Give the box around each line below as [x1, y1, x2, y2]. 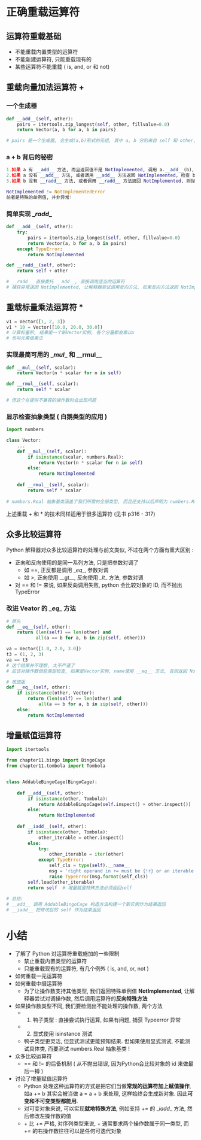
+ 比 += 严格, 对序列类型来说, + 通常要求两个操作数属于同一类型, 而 [23, 1120, 190, 1127]
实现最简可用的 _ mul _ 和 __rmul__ [6, 351, 102, 359]
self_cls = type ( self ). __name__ [48, 863, 130, 869]
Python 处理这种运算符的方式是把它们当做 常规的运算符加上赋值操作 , [23, 1083, 191, 1090]
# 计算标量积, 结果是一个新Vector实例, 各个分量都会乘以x [6, 330, 135, 336]
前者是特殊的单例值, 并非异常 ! [6, 194, 73, 201]
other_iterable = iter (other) [48, 851, 124, 857]
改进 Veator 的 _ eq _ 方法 [6, 604, 76, 613]
